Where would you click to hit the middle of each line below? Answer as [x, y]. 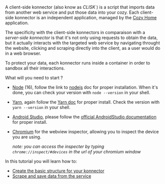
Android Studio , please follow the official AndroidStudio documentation [84, 117]
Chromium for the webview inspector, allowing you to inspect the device [85, 132]
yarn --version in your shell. [41, 107]
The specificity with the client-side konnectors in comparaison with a [75, 32]
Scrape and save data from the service [52, 176]
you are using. [27, 137]
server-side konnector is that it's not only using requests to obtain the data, [82, 37]
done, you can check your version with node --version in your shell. [81, 92]
